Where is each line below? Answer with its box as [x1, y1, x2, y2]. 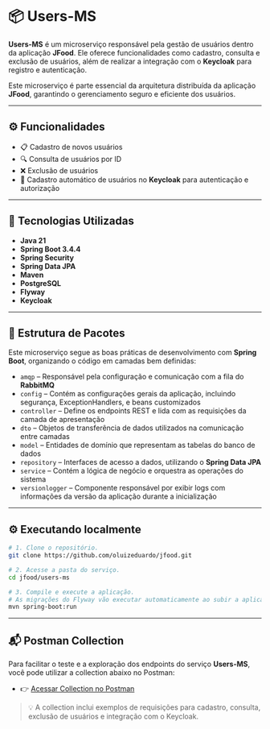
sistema [19, 474, 47, 484]
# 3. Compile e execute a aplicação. [8, 588, 135, 596]
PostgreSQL [19, 278, 62, 288]
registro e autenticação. [8, 64, 88, 74]
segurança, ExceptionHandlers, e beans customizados [19, 397, 201, 408]
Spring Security [19, 252, 75, 263]
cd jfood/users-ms [8, 574, 70, 582]
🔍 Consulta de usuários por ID [19, 154, 122, 164]
